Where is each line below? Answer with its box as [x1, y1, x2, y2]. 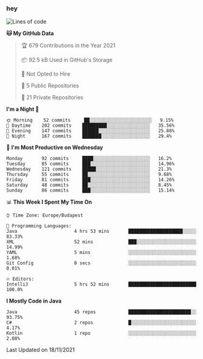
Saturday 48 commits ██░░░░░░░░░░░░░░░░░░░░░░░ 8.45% [6, 182, 172, 189]
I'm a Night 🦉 [6, 106, 39, 113]
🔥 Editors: [6, 276, 35, 283]
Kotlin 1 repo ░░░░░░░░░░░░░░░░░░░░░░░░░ [6, 330, 197, 337]
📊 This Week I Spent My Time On [6, 198, 92, 206]
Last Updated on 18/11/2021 [6, 346, 75, 354]
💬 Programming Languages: [6, 223, 72, 229]
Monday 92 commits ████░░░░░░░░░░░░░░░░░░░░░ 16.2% [6, 156, 172, 162]
